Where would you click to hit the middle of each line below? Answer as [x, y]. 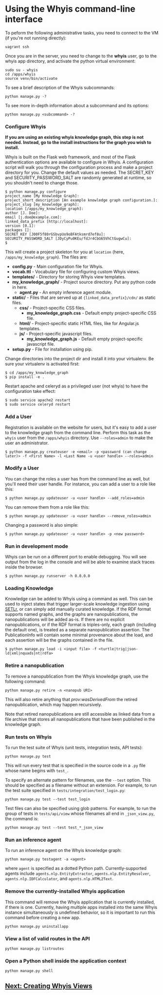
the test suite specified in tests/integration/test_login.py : [65, 791]
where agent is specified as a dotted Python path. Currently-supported [76, 868]
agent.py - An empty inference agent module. [65, 293]
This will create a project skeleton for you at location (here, [65, 252]
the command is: [22, 819]
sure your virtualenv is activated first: [42, 364]
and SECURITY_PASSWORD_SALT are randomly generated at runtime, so [78, 178]
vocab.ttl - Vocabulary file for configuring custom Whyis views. [76, 272]
